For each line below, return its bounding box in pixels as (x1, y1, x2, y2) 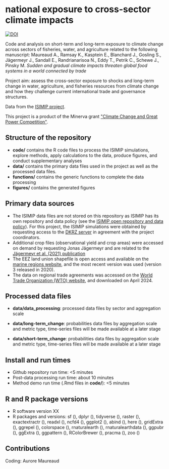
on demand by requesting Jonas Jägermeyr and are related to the (12, 245, 150, 251)
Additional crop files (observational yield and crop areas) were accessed (12, 240, 164, 246)
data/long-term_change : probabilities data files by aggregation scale (12, 321, 157, 327)
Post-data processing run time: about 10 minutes (12, 375, 114, 381)
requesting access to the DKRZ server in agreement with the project (12, 229, 154, 235)
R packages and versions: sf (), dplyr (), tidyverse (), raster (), (12, 414, 140, 419)
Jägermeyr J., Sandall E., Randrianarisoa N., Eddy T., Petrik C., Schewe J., (5, 57, 159, 63)
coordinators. (12, 234, 41, 240)
